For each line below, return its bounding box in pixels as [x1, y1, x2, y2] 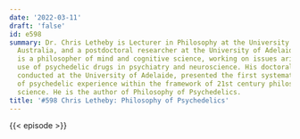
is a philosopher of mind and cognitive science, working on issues [17, 54, 278, 63]
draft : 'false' [9, 21, 66, 30]
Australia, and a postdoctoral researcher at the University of [17, 46, 262, 55]
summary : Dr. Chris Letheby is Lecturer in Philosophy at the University [9, 37, 290, 47]
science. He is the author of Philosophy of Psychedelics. [17, 87, 242, 96]
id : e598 [9, 29, 42, 38]
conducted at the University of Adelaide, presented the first [17, 71, 257, 80]
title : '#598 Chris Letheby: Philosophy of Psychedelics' [9, 95, 229, 105]
